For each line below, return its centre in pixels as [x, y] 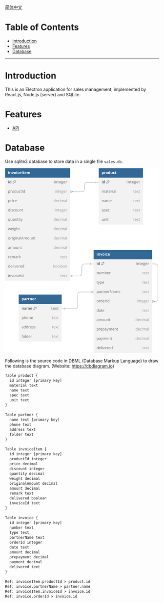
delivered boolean [28, 498]
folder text [22, 434]
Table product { [21, 375]
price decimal [24, 464]
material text [24, 385]
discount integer [27, 469]
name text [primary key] [35, 419]
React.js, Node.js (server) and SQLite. [43, 94]
